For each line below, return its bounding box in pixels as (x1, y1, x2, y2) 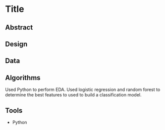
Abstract (5, 23, 33, 32)
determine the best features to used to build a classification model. (5, 92, 142, 98)
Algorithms (5, 73, 41, 82)
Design (5, 40, 28, 48)
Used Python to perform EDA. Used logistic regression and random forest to (5, 87, 161, 92)
